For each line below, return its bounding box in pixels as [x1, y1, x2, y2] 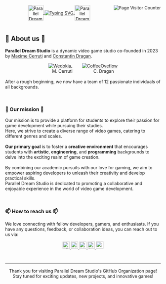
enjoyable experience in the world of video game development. [5, 186, 134, 191]
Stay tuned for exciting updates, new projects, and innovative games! [12, 273, 154, 279]
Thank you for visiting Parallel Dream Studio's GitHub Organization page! [9, 268, 157, 274]
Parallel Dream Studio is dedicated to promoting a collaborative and [5, 180, 142, 186]
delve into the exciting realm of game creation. [5, 154, 100, 160]
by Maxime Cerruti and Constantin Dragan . [5, 53, 92, 59]
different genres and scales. [5, 133, 63, 139]
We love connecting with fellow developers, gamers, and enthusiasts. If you [5, 221, 159, 227]
